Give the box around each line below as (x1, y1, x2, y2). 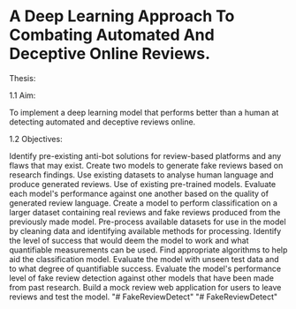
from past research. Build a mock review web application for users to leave (9, 282, 282, 292)
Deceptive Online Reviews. (9, 44, 210, 64)
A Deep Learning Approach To (9, 6, 235, 26)
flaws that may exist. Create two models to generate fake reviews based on (9, 160, 284, 170)
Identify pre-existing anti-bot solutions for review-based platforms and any (9, 150, 282, 161)
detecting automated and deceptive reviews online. (9, 117, 196, 127)
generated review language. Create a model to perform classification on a (9, 197, 278, 208)
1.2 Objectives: (9, 133, 64, 144)
